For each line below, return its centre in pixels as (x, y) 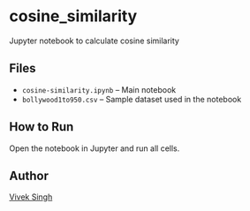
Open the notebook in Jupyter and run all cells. (95, 148)
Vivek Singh (31, 197)
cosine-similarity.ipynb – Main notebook (99, 89)
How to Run (42, 127)
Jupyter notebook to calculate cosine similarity (94, 41)
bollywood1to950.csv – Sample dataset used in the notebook (132, 99)
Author (29, 175)
